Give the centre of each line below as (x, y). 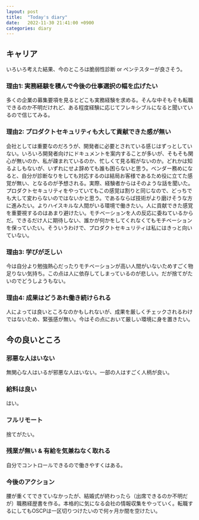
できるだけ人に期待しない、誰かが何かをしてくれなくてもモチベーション (105, 220)
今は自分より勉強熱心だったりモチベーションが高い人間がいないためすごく (97, 266)
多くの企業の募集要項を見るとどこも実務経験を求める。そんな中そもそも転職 (100, 100)
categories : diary (29, 28)
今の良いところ (34, 340)
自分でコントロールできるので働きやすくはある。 (66, 465)
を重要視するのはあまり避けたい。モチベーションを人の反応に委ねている (94, 213)
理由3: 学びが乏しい (34, 252)
